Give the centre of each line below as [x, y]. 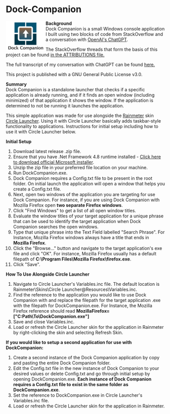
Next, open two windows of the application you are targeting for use [84, 194]
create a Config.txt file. [37, 189]
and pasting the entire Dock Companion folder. [62, 363]
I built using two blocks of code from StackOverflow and [104, 34]
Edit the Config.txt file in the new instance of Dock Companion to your [86, 368]
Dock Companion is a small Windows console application [105, 28]
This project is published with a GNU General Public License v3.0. [74, 74]
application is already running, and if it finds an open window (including [80, 95]
